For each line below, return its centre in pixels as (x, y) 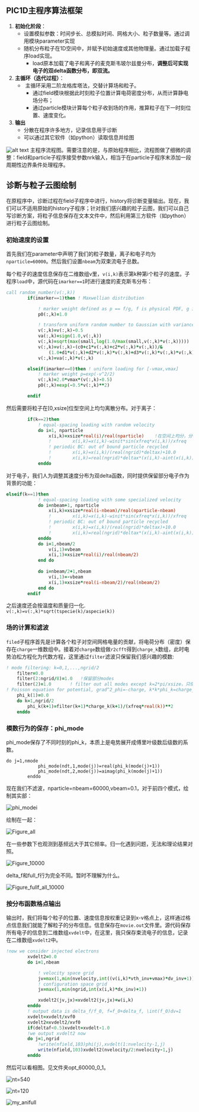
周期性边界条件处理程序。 (37, 164)
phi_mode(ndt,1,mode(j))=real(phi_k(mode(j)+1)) (99, 766)
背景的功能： (22, 483)
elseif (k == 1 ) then (28, 494)
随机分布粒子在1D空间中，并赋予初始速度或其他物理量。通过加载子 (104, 48)
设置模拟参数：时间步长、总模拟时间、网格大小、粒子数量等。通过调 (107, 33)
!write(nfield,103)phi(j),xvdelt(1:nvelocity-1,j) (102, 1044)
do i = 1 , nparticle (60, 430)
